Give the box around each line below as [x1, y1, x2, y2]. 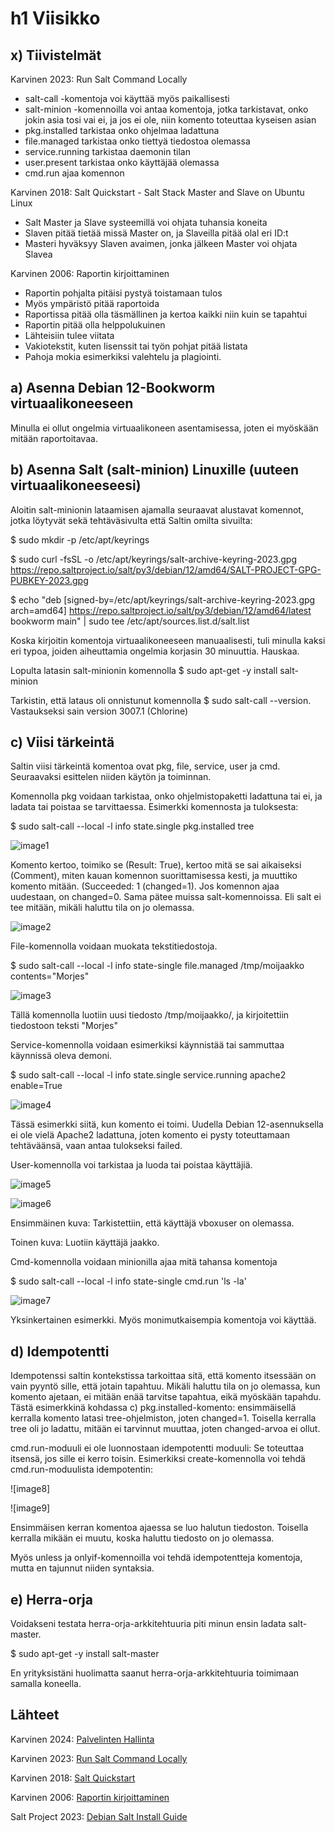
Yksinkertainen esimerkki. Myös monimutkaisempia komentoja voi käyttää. [10, 1314, 317, 1326]
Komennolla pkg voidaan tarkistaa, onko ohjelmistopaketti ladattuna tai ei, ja [10, 790, 323, 802]
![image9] [10, 1502, 51, 1514]
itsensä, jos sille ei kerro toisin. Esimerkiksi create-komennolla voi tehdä [10, 1453, 306, 1465]
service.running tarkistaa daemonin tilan [24, 146, 191, 157]
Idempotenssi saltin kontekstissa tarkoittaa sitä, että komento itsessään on [10, 1370, 317, 1382]
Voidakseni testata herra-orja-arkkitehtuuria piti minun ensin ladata [10, 1618, 287, 1630]
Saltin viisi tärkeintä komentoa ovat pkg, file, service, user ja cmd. [10, 760, 281, 772]
